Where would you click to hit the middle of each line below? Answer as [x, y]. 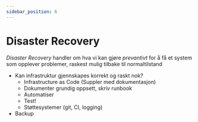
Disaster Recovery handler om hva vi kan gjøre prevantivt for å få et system [99, 58]
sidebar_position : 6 [32, 12]
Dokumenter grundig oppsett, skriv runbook [78, 88]
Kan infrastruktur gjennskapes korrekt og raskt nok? [79, 76]
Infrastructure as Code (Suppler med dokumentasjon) [90, 82]
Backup [24, 113]
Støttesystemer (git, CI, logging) [63, 107]
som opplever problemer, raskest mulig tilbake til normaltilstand [84, 64]
